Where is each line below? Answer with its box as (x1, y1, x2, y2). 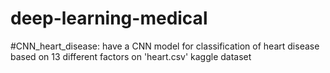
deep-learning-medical (10, 7, 208, 30)
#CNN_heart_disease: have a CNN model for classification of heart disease (10, 40, 320, 52)
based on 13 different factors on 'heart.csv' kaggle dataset (10, 50, 252, 62)
